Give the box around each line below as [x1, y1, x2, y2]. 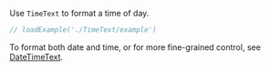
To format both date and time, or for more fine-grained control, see [9, 41, 262, 53]
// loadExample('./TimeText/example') [9, 25, 157, 35]
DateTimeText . [9, 51, 64, 62]
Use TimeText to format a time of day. [9, 8, 150, 18]
